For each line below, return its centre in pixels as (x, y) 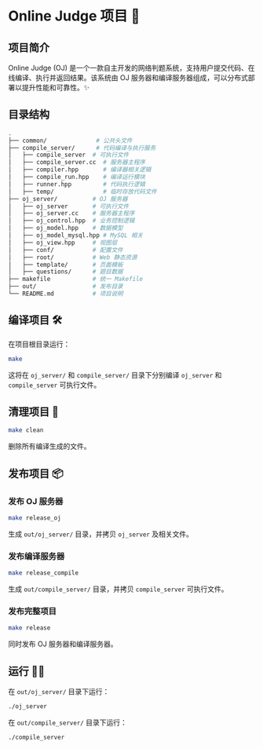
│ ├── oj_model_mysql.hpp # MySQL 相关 (76, 236)
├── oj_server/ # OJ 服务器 (68, 199)
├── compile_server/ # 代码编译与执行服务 (82, 148)
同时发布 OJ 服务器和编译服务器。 (63, 644)
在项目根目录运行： (39, 344)
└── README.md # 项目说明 (66, 294)
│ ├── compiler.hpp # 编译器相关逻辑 (80, 170)
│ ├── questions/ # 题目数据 (66, 272)
